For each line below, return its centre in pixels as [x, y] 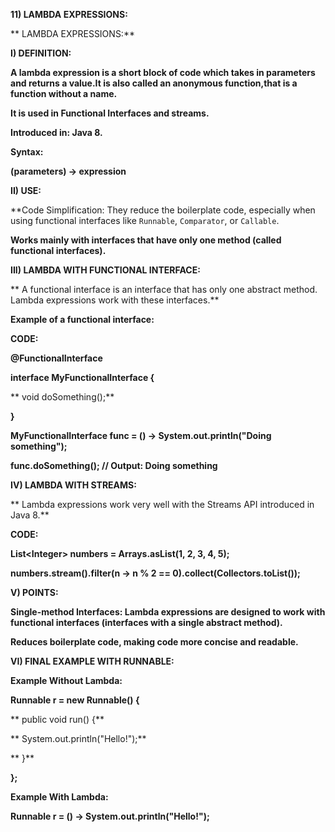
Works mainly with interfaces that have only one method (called [146, 240]
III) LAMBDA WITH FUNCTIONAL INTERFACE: [105, 270]
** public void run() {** [57, 719]
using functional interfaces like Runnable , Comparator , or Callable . [145, 220]
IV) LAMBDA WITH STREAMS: [73, 485]
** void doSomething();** [62, 397]
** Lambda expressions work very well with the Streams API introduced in [162, 504]
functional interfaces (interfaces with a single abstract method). [146, 622]
